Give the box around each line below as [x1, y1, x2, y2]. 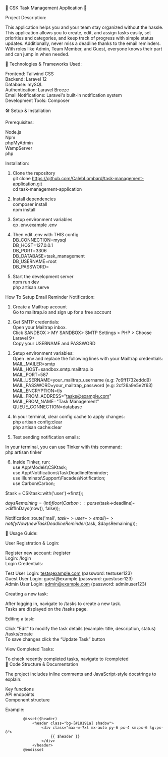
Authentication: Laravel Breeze [5, 87, 69, 93]
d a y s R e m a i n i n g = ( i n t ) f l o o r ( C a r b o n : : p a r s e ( [5, 500, 101, 506]
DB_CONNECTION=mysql [12, 237, 67, 243]
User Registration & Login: [5, 540, 60, 546]
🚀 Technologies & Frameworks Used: [5, 61, 82, 67]
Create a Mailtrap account [12, 304, 67, 310]
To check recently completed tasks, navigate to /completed [5, 656, 129, 662]
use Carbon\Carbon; [12, 480, 55, 486]
